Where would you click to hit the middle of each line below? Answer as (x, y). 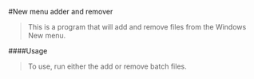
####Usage (28, 51)
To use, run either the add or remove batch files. (107, 66)
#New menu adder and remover (61, 12)
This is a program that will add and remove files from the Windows (137, 27)
